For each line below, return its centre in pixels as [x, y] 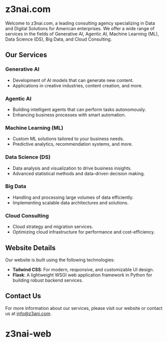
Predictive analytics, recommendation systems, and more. [73, 144]
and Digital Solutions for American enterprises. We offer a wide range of [80, 28]
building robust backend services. [48, 280]
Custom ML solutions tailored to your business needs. [68, 139]
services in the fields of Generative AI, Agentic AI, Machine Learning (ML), [82, 34]
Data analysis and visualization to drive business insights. [72, 168]
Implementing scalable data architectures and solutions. [70, 202]
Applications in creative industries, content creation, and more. [78, 85]
